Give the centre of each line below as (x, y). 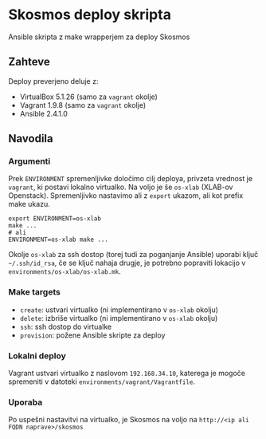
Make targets (35, 292)
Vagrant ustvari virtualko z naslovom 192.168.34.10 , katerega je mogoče (127, 374)
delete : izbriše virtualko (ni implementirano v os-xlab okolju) (119, 318)
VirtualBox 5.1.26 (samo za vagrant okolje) (88, 97)
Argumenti (29, 161)
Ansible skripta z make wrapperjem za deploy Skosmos (99, 37)
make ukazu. (29, 204)
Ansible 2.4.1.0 (43, 113)
